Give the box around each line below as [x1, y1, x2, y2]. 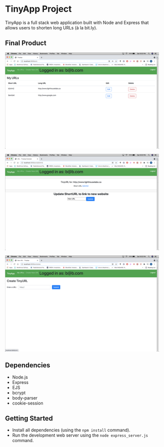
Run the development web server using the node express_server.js [12, 432, 148, 438]
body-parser [12, 395, 38, 401]
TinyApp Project [5, 3, 72, 15]
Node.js [12, 374, 28, 380]
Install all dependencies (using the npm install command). [12, 427, 131, 433]
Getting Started [5, 414, 53, 423]
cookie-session [12, 400, 43, 406]
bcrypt [12, 390, 26, 396]
